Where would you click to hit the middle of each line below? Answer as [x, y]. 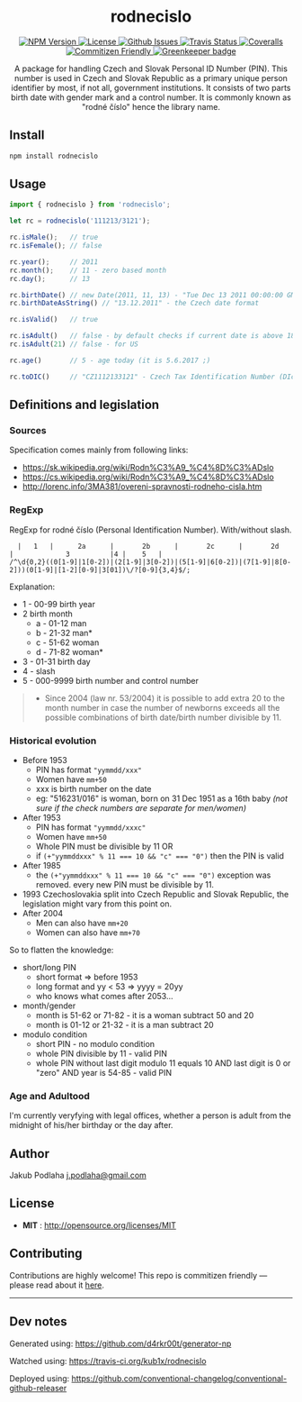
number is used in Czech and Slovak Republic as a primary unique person [151, 77]
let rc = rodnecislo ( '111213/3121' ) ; [80, 221]
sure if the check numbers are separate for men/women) [141, 807]
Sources [28, 430]
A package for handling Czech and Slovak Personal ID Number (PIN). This [151, 68]
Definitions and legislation [84, 405]
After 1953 [41, 817]
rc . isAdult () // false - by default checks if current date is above [146, 336]
